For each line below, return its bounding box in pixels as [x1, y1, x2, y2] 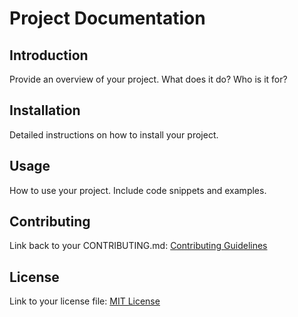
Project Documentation [9, 7, 206, 30]
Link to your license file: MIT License [9, 295, 161, 307]
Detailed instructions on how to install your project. [9, 128, 219, 141]
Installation [9, 102, 81, 119]
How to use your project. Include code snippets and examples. [9, 184, 267, 196]
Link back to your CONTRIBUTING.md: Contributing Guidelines [9, 240, 268, 252]
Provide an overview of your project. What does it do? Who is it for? [9, 73, 288, 85]
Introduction [9, 47, 89, 64]
